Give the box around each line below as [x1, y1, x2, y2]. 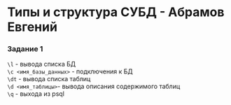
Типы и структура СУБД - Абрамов [7, 4, 225, 20]
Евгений [7, 19, 58, 35]
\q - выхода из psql [7, 90, 65, 98]
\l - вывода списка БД [7, 60, 76, 69]
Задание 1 [7, 44, 43, 54]
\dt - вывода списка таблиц [7, 75, 91, 83]
